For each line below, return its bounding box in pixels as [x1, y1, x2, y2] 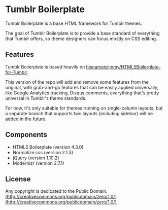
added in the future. [5, 116, 47, 122]
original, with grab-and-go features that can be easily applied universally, [5, 84, 159, 90]
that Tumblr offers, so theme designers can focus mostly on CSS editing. [5, 36, 157, 42]
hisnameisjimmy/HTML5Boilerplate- [86, 63, 161, 69]
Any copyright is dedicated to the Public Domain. [5, 188, 108, 194]
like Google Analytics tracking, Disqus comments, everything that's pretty [5, 90, 159, 96]
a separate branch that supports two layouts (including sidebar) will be [5, 110, 153, 116]
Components [5, 130, 47, 139]
